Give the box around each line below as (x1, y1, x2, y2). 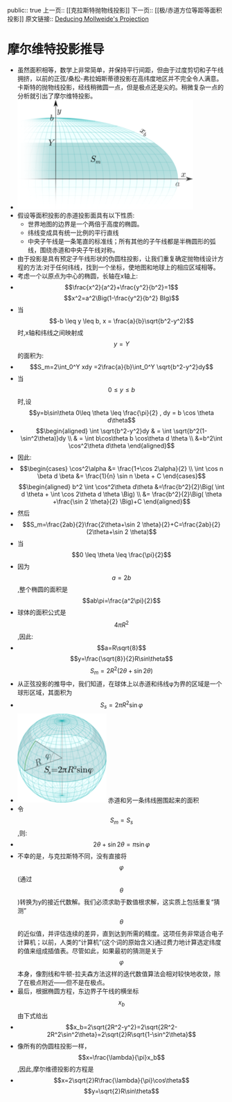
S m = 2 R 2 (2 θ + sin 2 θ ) (89, 665, 154, 677)
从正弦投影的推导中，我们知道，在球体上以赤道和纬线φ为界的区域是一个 (17, 679, 222, 688)
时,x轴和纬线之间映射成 (17, 328, 84, 337)
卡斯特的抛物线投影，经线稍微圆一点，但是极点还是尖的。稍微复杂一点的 (17, 82, 224, 91)
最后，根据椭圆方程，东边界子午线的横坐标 (17, 987, 139, 995)
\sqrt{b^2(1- (172, 427, 208, 435)
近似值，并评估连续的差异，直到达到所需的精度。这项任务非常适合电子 (23, 930, 224, 938)
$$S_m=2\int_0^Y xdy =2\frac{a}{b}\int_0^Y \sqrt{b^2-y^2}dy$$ (30, 362, 213, 371)
